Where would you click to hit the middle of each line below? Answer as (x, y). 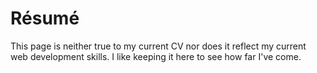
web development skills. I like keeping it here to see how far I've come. (156, 56)
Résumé (45, 18)
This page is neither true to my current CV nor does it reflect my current (158, 46)
